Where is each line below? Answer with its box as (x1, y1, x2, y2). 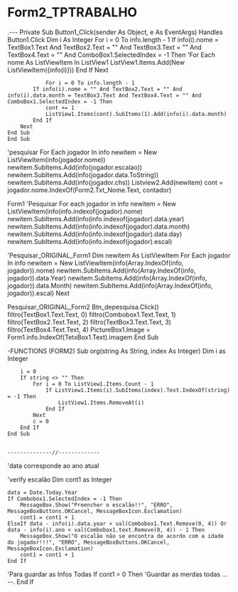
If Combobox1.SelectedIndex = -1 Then (7, 495, 122, 502)
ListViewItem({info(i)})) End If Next (7, 65, 109, 74)
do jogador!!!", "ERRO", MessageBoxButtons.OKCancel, (7, 539, 171, 546)
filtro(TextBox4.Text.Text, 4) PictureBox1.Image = (7, 325, 151, 334)
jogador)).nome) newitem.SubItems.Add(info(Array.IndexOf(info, (7, 266, 196, 275)
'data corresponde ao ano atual (7, 461, 99, 470)
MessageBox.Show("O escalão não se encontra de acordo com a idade (20, 532, 224, 539)
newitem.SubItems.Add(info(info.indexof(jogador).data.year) (7, 214, 185, 223)
